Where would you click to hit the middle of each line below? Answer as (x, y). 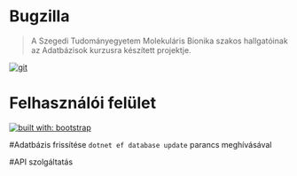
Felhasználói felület (83, 103)
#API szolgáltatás (41, 162)
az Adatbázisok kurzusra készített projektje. (111, 50)
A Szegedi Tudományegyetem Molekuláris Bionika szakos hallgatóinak (159, 41)
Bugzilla (39, 16)
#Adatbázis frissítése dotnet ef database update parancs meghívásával (141, 144)
